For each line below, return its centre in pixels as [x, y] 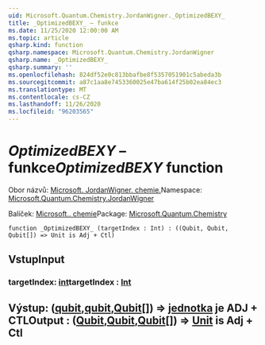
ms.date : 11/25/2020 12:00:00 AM [63, 30]
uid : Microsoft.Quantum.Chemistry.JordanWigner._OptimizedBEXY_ [117, 16]
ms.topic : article [38, 38]
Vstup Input [36, 260]
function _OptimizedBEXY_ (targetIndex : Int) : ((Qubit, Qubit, [118, 228]
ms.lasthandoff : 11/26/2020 [55, 104]
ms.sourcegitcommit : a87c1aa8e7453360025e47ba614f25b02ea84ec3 [115, 82]
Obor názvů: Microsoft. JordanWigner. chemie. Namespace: [105, 190]
